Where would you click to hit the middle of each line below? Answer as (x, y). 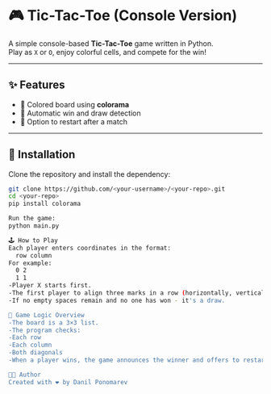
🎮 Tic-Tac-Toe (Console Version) (123, 16)
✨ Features (37, 85)
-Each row (25, 337)
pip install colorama (45, 204)
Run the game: (32, 219)
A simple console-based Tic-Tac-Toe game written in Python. (111, 43)
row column (34, 255)
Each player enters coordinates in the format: (90, 248)
